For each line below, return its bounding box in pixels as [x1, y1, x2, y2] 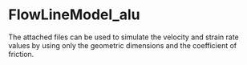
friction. [8, 49, 34, 59]
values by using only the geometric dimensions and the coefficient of [8, 40, 237, 50]
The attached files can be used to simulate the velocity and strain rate [8, 32, 239, 42]
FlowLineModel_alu [8, 6, 140, 24]
